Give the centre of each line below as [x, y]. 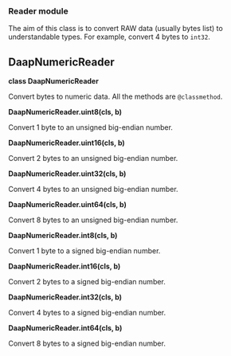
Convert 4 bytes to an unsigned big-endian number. [93, 190]
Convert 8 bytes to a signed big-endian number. [87, 343]
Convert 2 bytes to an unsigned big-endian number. [93, 158]
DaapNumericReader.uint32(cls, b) [67, 174]
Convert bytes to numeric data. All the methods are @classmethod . [115, 96]
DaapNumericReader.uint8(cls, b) [65, 112]
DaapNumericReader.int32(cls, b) [65, 297]
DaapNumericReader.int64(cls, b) [65, 328]
